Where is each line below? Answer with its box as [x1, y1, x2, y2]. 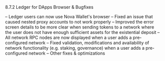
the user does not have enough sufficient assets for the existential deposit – [5, 30, 160, 35]
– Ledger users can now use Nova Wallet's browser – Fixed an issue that [5, 14, 153, 19]
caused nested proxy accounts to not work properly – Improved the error [5, 19, 154, 25]
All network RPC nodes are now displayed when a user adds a [5, 34, 132, 40]
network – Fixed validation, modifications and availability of [28, 40, 150, 46]
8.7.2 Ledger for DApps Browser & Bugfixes [5, 4, 94, 10]
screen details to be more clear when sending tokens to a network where [5, 24, 155, 30]
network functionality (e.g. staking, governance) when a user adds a [5, 45, 145, 51]
